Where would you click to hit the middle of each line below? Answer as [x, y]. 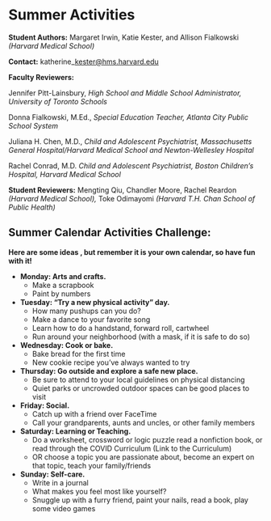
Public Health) [32, 207]
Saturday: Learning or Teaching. [75, 431]
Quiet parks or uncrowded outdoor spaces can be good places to [141, 388]
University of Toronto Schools [58, 101]
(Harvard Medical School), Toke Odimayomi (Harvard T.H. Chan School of [132, 198]
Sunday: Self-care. [52, 474]
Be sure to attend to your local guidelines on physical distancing [138, 379]
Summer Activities [72, 15]
